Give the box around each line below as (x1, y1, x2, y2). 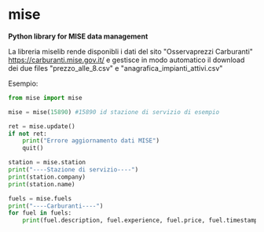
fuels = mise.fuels (8, 194, 72, 202)
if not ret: (8, 130, 47, 138)
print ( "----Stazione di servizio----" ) (8, 166, 139, 174)
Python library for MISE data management (8, 31, 148, 41)
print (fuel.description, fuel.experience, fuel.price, (22, 216, 206, 225)
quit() (22, 144, 44, 153)
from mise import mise (8, 94, 82, 101)
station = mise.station (8, 159, 86, 167)
